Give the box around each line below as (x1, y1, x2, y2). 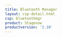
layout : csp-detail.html (5, 12, 55, 16)
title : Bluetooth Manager (5, 7, 57, 12)
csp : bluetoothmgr (5, 16, 42, 21)
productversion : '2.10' (5, 25, 53, 30)
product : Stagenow (5, 20, 42, 25)
